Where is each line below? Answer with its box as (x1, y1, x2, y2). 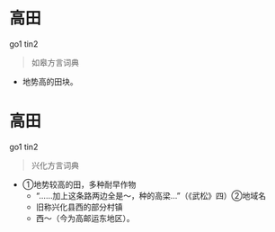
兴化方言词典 (31, 159, 79, 171)
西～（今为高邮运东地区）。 (35, 212, 135, 223)
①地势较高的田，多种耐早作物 (22, 179, 137, 190)
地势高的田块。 (22, 76, 78, 86)
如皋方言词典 (31, 57, 79, 67)
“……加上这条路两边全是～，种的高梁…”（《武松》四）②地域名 (35, 190, 267, 201)
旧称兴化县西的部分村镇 (35, 201, 123, 212)
